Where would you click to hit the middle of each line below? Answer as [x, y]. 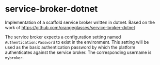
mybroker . [15, 57]
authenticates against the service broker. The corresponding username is [78, 52]
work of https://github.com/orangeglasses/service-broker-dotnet [70, 27]
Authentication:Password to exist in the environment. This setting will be [77, 42]
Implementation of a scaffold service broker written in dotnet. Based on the [80, 22]
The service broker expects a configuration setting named [63, 37]
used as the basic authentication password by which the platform [70, 47]
